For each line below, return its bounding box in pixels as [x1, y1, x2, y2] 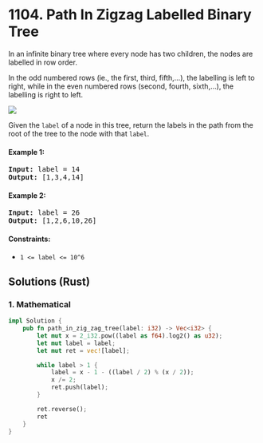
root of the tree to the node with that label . [8, 129, 150, 138]
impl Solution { [8, 317, 62, 325]
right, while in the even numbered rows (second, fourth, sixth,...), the [8, 81, 234, 91]
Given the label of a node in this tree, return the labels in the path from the [8, 120, 253, 129]
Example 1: [8, 147, 45, 156]
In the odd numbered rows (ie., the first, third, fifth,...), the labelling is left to [8, 73, 255, 82]
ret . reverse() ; [37, 405, 88, 413]
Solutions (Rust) [8, 275, 90, 288]
